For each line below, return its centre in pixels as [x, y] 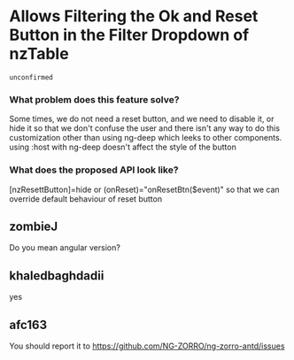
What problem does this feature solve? [94, 99]
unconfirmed [31, 77]
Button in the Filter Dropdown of [129, 35]
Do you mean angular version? [65, 248]
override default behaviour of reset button [85, 199]
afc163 [28, 325]
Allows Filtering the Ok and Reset [134, 16]
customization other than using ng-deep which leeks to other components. [146, 138]
